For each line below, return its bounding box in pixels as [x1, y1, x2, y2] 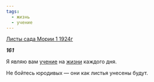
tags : [6, 8, 19, 15]
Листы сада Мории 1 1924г [6, 36, 73, 43]
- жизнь [11, 14, 31, 20]
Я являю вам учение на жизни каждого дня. [6, 58, 117, 65]
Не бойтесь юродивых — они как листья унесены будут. [6, 70, 148, 77]
